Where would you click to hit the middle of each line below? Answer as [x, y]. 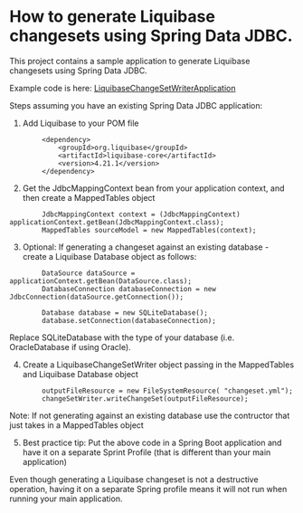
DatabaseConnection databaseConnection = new [129, 289]
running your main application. [66, 499]
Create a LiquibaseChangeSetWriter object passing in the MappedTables [158, 365]
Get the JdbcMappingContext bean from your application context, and [153, 188]
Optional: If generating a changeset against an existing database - [146, 247]
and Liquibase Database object [80, 374]
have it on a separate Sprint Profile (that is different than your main [147, 452]
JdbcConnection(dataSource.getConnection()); [96, 297]
